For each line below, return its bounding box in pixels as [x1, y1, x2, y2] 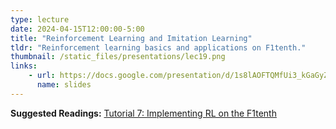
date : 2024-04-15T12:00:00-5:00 [10, 24, 145, 34]
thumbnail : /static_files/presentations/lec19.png [10, 52, 226, 62]
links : [10, 61, 38, 71]
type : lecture [10, 14, 70, 25]
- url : [28, 71, 56, 81]
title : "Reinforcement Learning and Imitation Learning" [10, 33, 253, 43]
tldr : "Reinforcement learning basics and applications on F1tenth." [10, 42, 307, 53]
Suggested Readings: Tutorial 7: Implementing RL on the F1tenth [10, 107, 277, 119]
